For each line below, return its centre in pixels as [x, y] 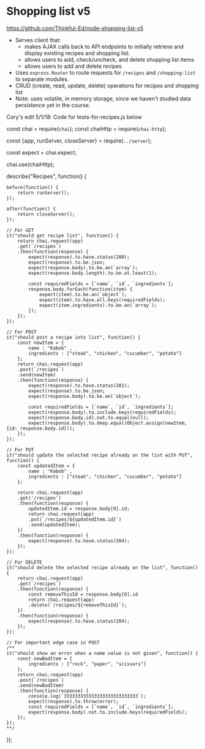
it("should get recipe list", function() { [63, 236]
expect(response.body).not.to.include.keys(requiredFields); [108, 712]
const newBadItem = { [45, 658]
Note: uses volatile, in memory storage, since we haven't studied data [103, 99]
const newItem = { [41, 343]
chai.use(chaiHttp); [31, 164]
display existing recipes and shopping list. [77, 53]
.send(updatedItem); [54, 524]
